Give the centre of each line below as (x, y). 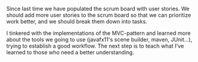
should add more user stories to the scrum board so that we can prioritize (99, 15)
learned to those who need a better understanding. (70, 52)
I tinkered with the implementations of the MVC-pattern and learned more (98, 33)
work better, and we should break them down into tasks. (77, 21)
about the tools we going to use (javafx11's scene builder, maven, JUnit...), (99, 39)
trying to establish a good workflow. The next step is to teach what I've (95, 46)
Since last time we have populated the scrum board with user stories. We (98, 9)
